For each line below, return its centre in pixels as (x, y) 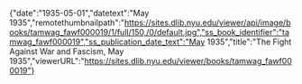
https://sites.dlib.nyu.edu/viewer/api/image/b (207, 23)
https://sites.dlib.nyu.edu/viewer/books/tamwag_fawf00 (188, 61)
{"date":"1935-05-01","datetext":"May (79, 13)
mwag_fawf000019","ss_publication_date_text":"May (107, 42)
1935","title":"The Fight (249, 42)
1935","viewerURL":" (47, 61)
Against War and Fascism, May (67, 51)
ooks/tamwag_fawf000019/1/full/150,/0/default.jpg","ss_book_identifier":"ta (150, 32)
